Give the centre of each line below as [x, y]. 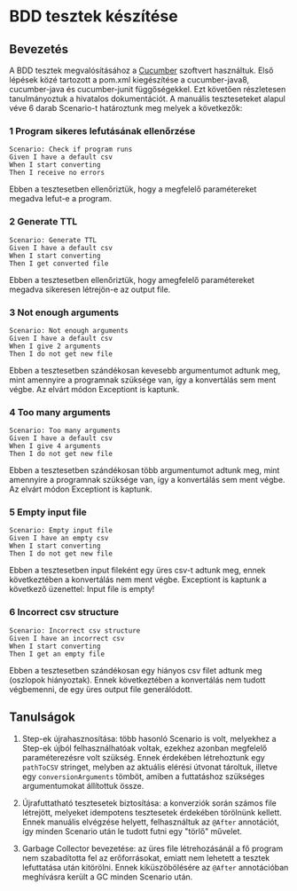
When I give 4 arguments [55, 446]
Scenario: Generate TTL [53, 240]
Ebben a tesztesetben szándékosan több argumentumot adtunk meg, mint [145, 470]
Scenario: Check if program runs [71, 150]
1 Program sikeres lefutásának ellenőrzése [102, 130]
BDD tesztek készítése [94, 16]
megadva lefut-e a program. [61, 199]
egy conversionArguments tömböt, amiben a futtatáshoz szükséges [143, 776]
